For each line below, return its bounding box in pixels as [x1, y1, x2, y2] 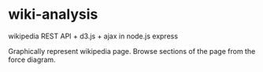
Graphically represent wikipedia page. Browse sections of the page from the [8, 46, 256, 56]
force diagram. [8, 55, 57, 64]
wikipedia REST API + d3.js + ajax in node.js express [8, 31, 179, 41]
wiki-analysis [8, 5, 98, 23]
